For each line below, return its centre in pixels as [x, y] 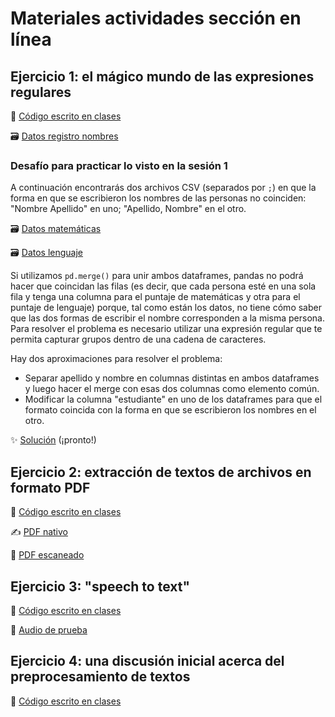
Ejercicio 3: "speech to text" [100, 586]
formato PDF [50, 487]
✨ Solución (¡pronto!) [53, 440]
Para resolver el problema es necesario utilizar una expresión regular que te [166, 329]
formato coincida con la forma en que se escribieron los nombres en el [170, 410]
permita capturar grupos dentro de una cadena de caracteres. [138, 339]
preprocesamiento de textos [100, 677]
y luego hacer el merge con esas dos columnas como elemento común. [172, 389]
